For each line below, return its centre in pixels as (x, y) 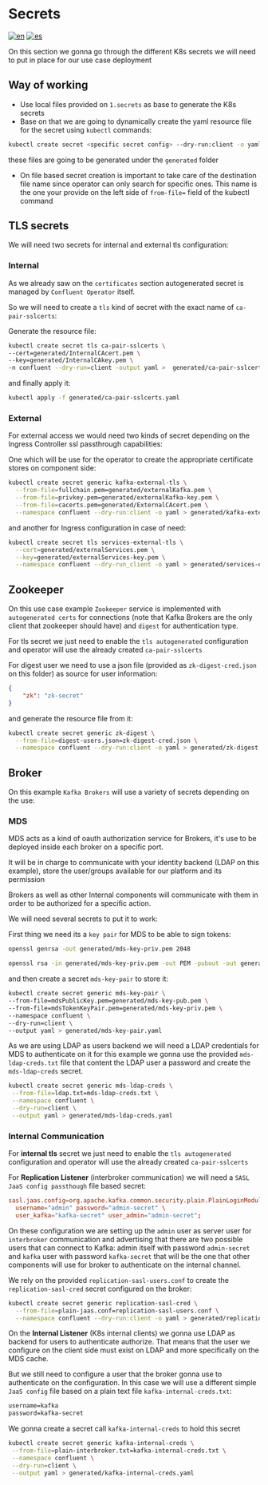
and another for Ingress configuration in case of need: (97, 527)
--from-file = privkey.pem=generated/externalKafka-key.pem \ (117, 498)
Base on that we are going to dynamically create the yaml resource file (136, 121)
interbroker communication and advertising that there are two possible (126, 1239)
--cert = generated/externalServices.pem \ (85, 550)
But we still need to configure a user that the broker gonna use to (115, 1374)
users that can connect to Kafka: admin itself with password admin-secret (129, 1248)
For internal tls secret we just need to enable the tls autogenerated (120, 1153)
